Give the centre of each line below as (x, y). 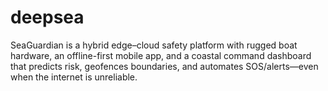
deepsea (47, 17)
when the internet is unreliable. (74, 77)
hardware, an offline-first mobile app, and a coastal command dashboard (161, 55)
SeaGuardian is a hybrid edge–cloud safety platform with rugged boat (154, 45)
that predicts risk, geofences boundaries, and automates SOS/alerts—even (164, 66)
